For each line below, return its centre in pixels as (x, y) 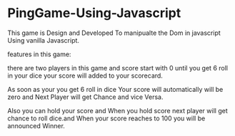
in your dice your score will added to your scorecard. (85, 75)
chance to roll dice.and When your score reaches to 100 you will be (106, 118)
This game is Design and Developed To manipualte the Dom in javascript (114, 33)
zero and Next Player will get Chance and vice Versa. (85, 97)
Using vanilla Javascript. (44, 40)
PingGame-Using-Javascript (94, 13)
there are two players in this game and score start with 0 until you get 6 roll (118, 68)
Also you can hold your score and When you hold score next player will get (117, 110)
